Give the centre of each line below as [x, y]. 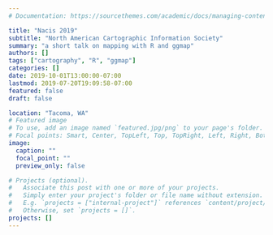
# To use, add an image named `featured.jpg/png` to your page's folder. [136, 128]
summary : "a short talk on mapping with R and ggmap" [102, 45]
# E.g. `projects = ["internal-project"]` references [105, 203]
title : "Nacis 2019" [43, 30]
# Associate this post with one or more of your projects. [114, 188]
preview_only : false [50, 166]
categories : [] [34, 68]
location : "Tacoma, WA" [49, 113]
